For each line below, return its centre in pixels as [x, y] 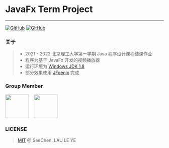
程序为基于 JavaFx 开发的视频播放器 [62, 60]
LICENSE [16, 129]
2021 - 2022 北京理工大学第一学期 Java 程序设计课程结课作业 [89, 54]
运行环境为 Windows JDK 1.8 [55, 66]
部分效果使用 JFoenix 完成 [52, 73]
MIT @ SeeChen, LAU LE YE [47, 140]
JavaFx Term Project [49, 9]
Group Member [24, 86]
